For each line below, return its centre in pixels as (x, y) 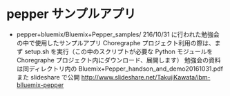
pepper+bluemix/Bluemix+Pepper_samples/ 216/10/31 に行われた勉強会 (118, 34)
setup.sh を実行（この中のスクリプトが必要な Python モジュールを (119, 51)
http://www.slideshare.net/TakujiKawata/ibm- (146, 77)
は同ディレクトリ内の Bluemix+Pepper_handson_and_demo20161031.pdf (120, 69)
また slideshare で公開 (48, 77)
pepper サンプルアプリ (71, 14)
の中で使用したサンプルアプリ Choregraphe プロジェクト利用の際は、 (116, 43)
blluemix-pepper (40, 85)
